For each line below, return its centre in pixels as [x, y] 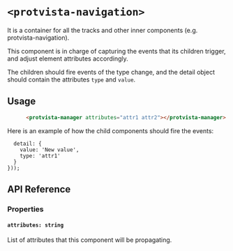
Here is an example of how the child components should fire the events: [111, 130]
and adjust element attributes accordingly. [68, 59]
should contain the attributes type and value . [72, 79]
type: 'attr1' [40, 155]
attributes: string [36, 225]
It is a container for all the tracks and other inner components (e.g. [103, 30]
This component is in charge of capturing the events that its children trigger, [116, 51]
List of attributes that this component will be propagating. [90, 240]
